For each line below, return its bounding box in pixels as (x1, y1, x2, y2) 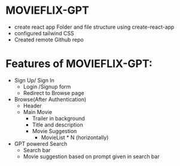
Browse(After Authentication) (14, 96, 87, 103)
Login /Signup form (23, 83, 71, 90)
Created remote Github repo (14, 36, 84, 43)
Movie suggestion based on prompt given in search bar (23, 153, 160, 160)
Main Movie (23, 108, 52, 115)
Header (23, 102, 42, 109)
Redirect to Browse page (23, 89, 84, 96)
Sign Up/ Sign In (14, 76, 55, 84)
